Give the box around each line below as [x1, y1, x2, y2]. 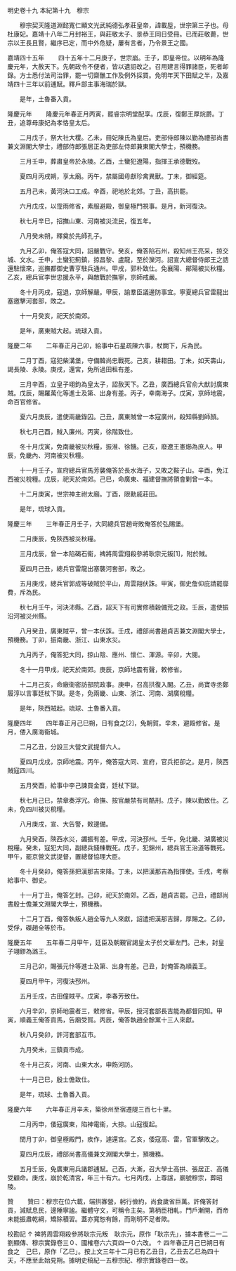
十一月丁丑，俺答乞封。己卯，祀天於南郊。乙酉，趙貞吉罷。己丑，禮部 [19, 891, 223, 899]
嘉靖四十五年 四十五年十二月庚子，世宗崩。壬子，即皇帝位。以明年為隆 [7, 53, 225, 62]
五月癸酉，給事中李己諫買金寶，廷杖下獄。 [19, 782, 143, 789]
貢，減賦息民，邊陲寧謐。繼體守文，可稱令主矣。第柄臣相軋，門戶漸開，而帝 [7, 1206, 229, 1214]
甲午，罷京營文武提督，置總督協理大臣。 [7, 852, 124, 860]
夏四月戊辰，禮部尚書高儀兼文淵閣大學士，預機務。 [19, 1150, 167, 1158]
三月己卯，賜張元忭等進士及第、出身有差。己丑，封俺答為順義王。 [19, 962, 211, 970]
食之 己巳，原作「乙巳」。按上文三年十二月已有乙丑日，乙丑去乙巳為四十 [7, 1247, 220, 1256]
